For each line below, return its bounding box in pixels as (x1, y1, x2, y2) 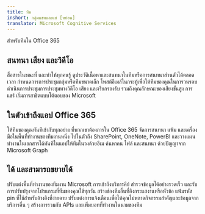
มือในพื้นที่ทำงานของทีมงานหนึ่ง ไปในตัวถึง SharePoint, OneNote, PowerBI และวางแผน (7, 133, 196, 140)
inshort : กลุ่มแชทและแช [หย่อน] (7, 15, 76, 21)
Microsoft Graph (7, 147, 48, 154)
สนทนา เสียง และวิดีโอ (7, 55, 74, 65)
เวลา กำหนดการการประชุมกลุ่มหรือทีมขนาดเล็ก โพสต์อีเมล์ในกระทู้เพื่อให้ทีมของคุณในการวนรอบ (7, 78, 198, 85)
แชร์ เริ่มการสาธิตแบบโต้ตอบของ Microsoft (7, 92, 96, 99)
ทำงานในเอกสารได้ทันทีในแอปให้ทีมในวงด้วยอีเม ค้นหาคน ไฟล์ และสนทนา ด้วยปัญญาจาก (7, 140, 186, 147)
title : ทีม (7, 9, 32, 15)
